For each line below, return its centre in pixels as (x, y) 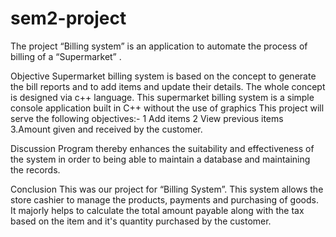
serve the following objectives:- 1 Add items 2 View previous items (147, 118)
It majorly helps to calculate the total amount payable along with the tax (157, 210)
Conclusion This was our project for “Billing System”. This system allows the (167, 189)
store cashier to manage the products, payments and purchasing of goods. (164, 199)
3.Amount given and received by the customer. (106, 129)
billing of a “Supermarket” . (66, 56)
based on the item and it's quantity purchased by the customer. (141, 221)
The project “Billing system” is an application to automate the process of (159, 46)
